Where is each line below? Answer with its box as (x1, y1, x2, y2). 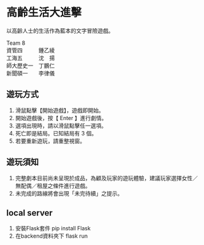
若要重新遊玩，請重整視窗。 (15, 137, 86, 145)
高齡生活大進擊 (6, 6, 82, 20)
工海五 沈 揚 (6, 54, 55, 61)
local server (6, 208, 53, 218)
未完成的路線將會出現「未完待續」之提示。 (15, 189, 123, 197)
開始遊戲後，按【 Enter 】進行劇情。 (15, 114, 107, 121)
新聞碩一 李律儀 (6, 69, 55, 77)
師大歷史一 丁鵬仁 (6, 62, 55, 69)
